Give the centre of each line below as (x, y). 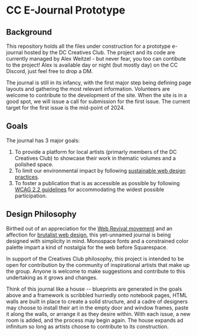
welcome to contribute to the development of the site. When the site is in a (96, 95)
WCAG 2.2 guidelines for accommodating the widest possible (89, 189)
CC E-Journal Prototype (66, 10)
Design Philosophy (41, 214)
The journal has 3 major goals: (43, 140)
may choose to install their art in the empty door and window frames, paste (97, 308)
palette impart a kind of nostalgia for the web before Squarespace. (87, 247)
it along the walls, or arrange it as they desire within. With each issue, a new (98, 314)
